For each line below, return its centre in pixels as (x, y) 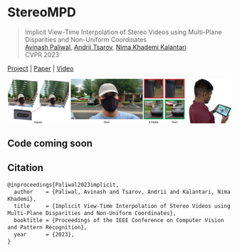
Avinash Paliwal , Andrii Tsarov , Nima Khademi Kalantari (106, 47)
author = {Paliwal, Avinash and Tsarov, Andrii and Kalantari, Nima (122, 192)
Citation (26, 168)
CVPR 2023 (42, 55)
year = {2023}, (44, 235)
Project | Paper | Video (41, 68)
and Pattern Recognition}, (47, 228)
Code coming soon (50, 144)
